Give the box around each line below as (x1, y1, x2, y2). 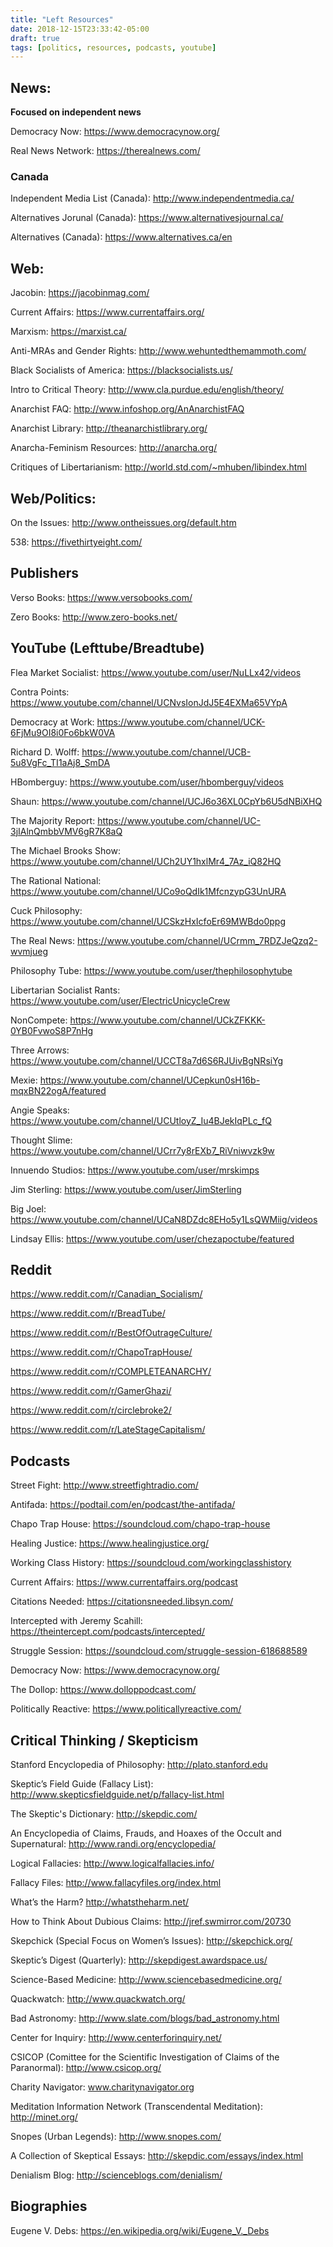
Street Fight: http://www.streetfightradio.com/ (10, 1479, 199, 1491)
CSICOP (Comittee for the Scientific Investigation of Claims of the (10, 2051, 280, 2063)
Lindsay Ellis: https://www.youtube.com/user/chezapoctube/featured (10, 1232, 295, 1245)
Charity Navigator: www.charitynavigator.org (10, 2081, 195, 2093)
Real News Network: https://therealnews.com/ (10, 145, 201, 157)
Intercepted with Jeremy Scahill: (10, 1615, 143, 1627)
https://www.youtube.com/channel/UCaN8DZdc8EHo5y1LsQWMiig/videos (10, 1213, 318, 1225)
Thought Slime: (10, 1134, 73, 1146)
